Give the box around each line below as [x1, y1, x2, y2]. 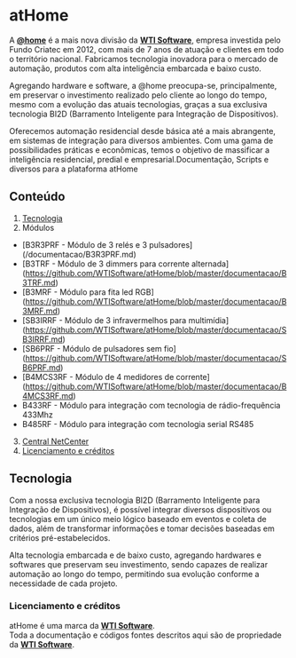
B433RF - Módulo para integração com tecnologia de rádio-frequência [21, 400, 281, 410]
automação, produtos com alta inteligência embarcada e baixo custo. [9, 63, 261, 74]
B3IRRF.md [21, 334, 64, 345]
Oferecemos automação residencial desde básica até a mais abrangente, [9, 125, 277, 136]
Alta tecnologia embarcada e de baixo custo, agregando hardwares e [9, 550, 261, 560]
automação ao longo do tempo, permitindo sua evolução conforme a [9, 568, 260, 579]
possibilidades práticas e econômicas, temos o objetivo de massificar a [9, 144, 270, 155]
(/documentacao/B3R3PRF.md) [21, 249, 137, 259]
